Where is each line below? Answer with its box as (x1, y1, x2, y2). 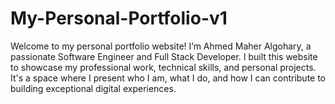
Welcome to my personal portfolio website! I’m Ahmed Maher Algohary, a (10, 40, 312, 52)
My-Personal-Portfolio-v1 (10, 7, 228, 30)
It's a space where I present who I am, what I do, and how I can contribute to (10, 72, 327, 84)
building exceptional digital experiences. (10, 82, 177, 94)
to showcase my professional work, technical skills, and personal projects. (10, 61, 317, 73)
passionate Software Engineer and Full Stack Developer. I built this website (10, 50, 318, 62)
